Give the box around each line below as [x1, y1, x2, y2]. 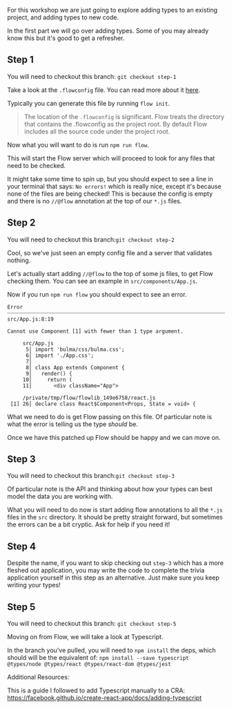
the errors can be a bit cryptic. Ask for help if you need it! [7, 520, 171, 528]
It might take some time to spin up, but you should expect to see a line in [7, 174, 213, 183]
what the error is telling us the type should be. [7, 420, 138, 428]
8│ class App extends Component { [25, 364, 126, 371]
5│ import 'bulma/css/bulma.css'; [25, 346, 126, 353]
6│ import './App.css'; [25, 352, 95, 359]
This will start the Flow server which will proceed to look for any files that [7, 154, 215, 162]
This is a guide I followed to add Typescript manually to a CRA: [7, 686, 185, 694]
